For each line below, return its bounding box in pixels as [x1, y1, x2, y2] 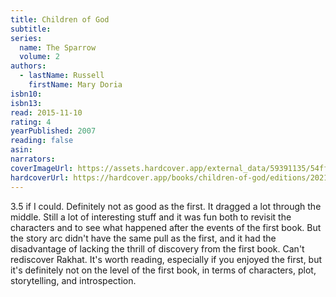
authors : [10, 61, 47, 71]
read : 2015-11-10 [10, 107, 83, 118]
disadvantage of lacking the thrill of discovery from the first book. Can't [10, 242, 305, 255]
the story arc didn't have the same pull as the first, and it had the [10, 232, 277, 244]
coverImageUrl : [10, 163, 74, 173]
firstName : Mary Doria [28, 80, 123, 90]
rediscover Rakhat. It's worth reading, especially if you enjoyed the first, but [10, 253, 323, 265]
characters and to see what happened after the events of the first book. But [10, 221, 322, 233]
